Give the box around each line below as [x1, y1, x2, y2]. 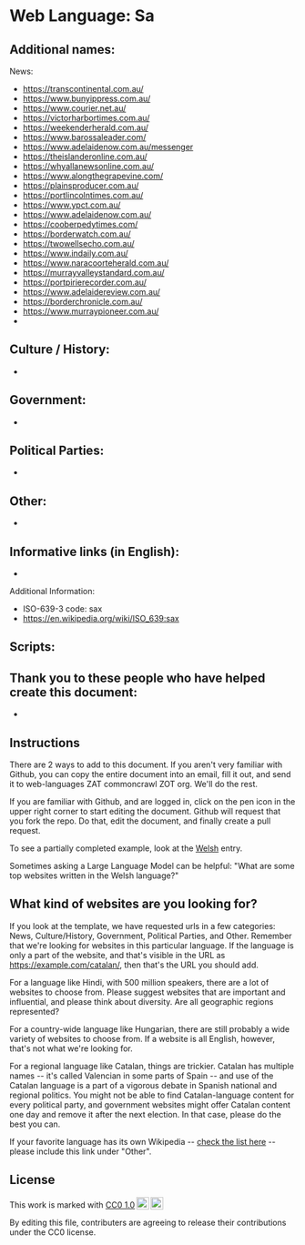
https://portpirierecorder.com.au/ [22, 277, 147, 288]
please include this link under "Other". [9, 1146, 152, 1157]
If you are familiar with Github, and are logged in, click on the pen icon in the [9, 796, 296, 807]
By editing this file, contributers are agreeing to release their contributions [9, 1217, 287, 1228]
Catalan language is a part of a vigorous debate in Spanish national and [9, 1079, 278, 1090]
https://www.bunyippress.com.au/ [22, 93, 151, 104]
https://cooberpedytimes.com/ [22, 219, 138, 229]
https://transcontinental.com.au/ [22, 84, 144, 94]
